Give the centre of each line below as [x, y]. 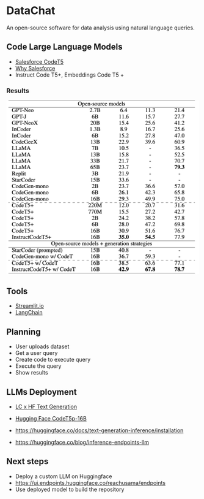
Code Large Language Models [65, 47]
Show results [31, 373]
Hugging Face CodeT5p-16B [51, 418]
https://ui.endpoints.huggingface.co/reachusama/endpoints [90, 482]
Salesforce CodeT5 [39, 61]
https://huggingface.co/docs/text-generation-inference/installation [99, 430]
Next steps [27, 461]
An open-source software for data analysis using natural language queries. [100, 28]
